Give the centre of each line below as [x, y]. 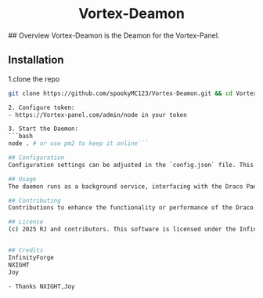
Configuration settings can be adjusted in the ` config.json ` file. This [131, 165]
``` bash [21, 136]
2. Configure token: [42, 107]
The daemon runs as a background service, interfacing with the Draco [126, 186]
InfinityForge [31, 257]
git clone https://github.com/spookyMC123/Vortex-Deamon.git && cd [121, 93]
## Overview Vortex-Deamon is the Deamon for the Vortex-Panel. [114, 35]
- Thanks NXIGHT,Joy [42, 286]
